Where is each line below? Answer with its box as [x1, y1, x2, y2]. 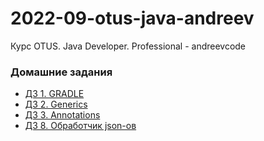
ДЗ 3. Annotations [24, 109, 101, 121]
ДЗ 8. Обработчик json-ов [24, 120, 137, 132]
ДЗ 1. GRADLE [24, 88, 85, 100]
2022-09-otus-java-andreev [10, 7, 255, 30]
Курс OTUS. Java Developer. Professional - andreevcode [10, 40, 247, 52]
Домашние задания [10, 65, 113, 79]
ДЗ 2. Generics [24, 98, 88, 111]
